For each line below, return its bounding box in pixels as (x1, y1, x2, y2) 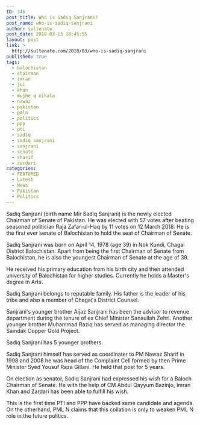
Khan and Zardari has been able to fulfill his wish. (6, 388, 129, 395)
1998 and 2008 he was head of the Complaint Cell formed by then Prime (6, 356, 186, 364)
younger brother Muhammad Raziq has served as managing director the (6, 320, 186, 328)
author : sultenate (6, 25, 52, 32)
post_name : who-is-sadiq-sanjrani (6, 20, 93, 26)
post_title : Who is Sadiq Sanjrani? (6, 14, 98, 20)
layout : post (6, 37, 39, 43)
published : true (6, 54, 47, 60)
